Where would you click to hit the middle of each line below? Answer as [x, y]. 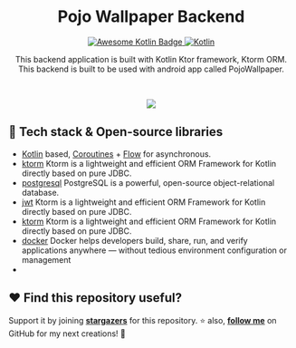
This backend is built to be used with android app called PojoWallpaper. [151, 69]
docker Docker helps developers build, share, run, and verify [134, 240]
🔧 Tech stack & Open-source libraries [116, 132]
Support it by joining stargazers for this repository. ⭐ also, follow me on [143, 320]
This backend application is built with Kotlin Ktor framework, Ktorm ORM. [151, 59]
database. [40, 192]
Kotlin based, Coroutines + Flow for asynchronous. [116, 154]
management [46, 259]
